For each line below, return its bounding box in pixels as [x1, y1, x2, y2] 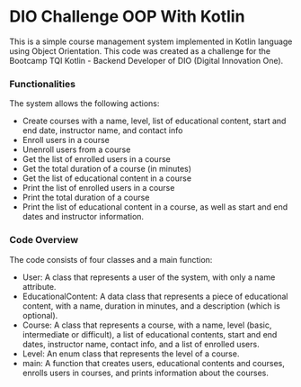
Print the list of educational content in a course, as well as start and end [22, 202, 288, 212]
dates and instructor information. [22, 211, 145, 222]
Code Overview [9, 234, 79, 247]
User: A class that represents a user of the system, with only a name [22, 272, 276, 283]
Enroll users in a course [22, 135, 110, 146]
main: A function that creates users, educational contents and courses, [22, 357, 285, 368]
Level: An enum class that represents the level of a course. [22, 348, 240, 359]
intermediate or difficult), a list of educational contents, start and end [22, 328, 278, 339]
